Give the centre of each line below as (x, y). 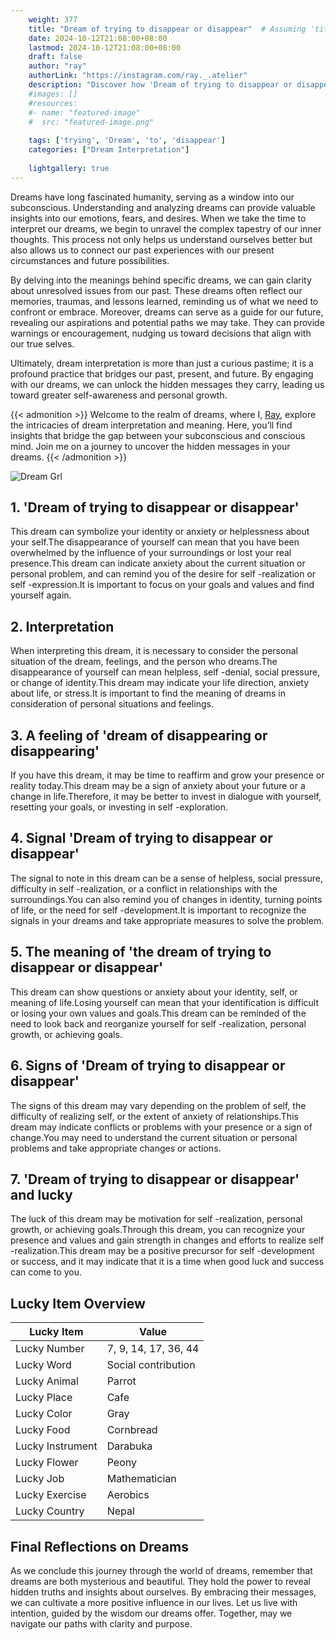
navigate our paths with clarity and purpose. (101, 1623)
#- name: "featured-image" (84, 112)
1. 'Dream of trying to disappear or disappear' (155, 507)
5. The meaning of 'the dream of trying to (141, 952)
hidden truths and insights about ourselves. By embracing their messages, (163, 1592)
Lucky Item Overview (78, 1303)
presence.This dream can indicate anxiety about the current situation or (158, 563)
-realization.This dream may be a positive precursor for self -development (162, 1251)
